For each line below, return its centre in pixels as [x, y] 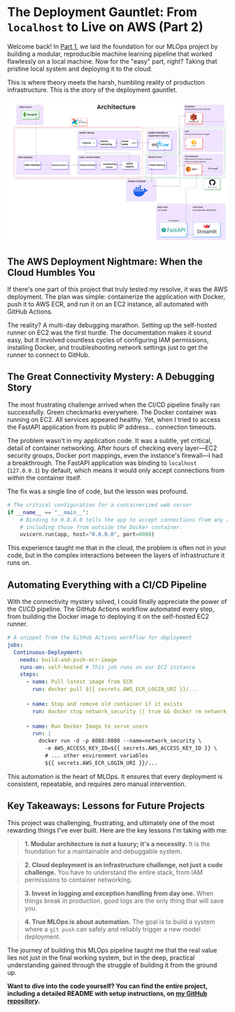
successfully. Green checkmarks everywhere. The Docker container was [112, 412]
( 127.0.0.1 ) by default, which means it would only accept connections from [116, 470]
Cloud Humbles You [51, 273]
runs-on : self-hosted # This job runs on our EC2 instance [108, 667]
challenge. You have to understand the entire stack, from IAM [113, 872]
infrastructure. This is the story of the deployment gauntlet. [92, 90]
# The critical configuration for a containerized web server [100, 505]
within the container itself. [44, 477]
